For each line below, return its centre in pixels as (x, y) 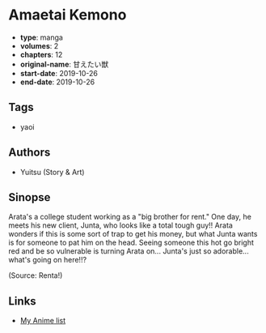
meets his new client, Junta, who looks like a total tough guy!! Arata (120, 225)
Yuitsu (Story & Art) (52, 172)
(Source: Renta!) (36, 275)
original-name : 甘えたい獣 (64, 64)
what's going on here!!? (48, 260)
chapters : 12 (41, 54)
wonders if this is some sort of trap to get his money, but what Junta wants (133, 234)
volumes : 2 (39, 45)
